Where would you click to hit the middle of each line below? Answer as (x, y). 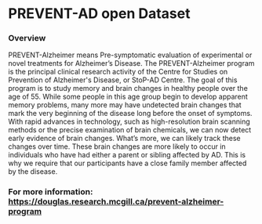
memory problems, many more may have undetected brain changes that (125, 105)
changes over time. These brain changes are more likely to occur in (117, 146)
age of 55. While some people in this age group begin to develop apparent (128, 97)
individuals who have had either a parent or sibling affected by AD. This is (127, 155)
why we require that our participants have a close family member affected (127, 163)
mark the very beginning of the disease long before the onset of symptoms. (130, 114)
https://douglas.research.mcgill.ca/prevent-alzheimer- (116, 202)
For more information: (51, 192)
